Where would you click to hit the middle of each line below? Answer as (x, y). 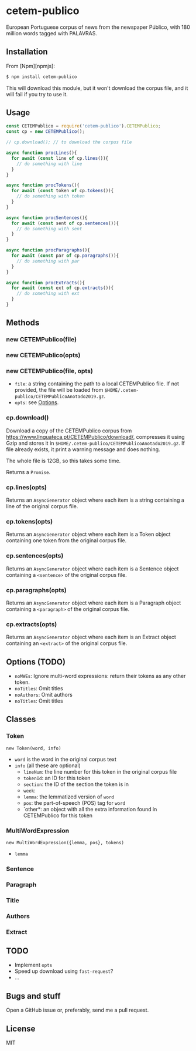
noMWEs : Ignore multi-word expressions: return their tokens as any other (100, 676)
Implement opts (33, 965)
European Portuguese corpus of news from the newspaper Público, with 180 (98, 27)
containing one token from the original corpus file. (66, 540)
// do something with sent (49, 229)
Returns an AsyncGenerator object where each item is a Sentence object (92, 569)
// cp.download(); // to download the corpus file (69, 142)
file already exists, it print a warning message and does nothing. (83, 449)
